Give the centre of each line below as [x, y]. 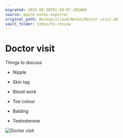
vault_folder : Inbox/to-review [38, 24]
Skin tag [21, 82]
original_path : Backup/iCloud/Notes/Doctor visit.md [62, 19]
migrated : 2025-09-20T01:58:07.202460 [46, 10]
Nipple [19, 72]
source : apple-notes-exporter [37, 15]
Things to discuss [24, 63]
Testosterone [26, 121]
